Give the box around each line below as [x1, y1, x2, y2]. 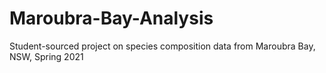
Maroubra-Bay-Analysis [9, 7, 214, 30]
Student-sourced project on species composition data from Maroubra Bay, [9, 40, 316, 52]
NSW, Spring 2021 [9, 50, 84, 62]
